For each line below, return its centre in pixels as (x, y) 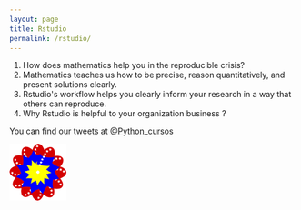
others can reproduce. (65, 104)
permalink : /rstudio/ (50, 38)
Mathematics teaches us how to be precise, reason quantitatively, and (154, 75)
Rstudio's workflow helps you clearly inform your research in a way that (157, 95)
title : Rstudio (38, 29)
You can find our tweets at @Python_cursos (92, 131)
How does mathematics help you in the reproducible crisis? (134, 65)
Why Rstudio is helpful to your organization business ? (124, 114)
